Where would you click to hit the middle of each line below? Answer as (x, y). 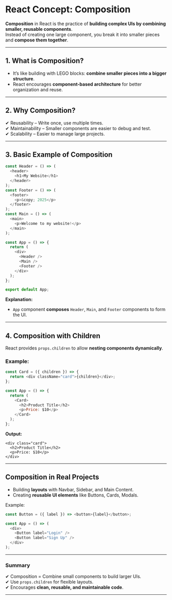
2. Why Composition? (40, 110)
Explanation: (19, 299)
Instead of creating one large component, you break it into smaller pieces (82, 34)
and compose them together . (37, 40)
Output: (14, 433)
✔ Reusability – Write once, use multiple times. (54, 123)
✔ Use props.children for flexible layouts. (49, 582)
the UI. (20, 315)
